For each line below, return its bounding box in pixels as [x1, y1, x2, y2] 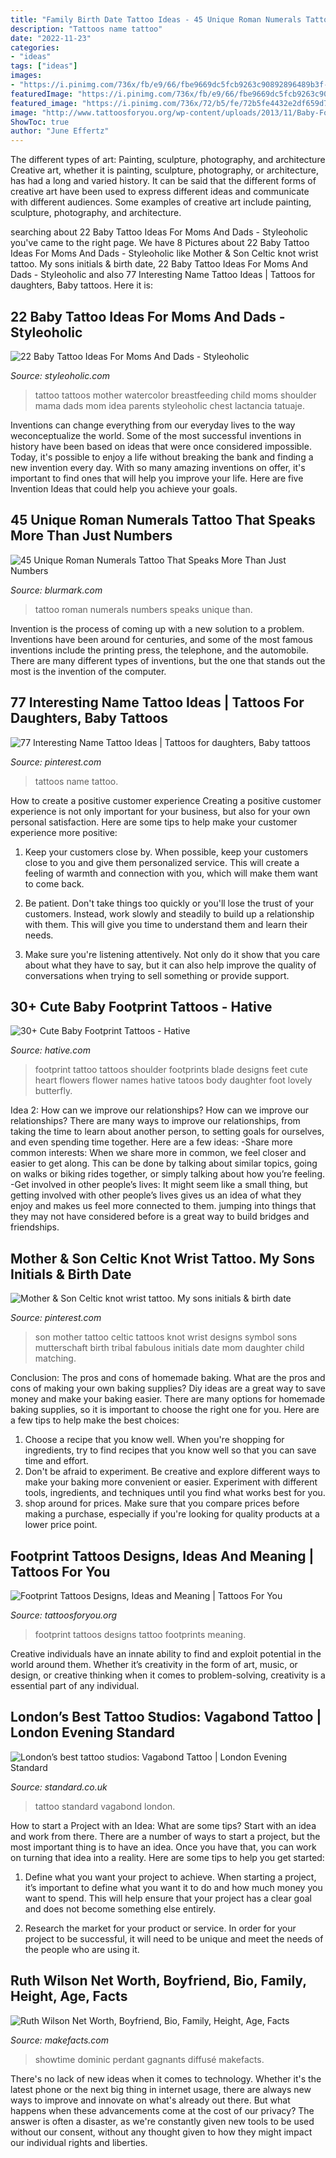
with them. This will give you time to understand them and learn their [24, 918, 308, 930]
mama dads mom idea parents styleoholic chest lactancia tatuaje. [34, 399, 305, 411]
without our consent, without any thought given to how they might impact [10, 2126, 313, 2138]
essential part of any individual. [10, 1680, 140, 1691]
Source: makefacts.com [10, 2034, 109, 2046]
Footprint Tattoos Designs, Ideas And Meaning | [10, 1547, 315, 1565]
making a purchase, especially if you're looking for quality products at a [24, 1508, 320, 1520]
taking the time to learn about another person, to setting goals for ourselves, [10, 1126, 325, 1138]
